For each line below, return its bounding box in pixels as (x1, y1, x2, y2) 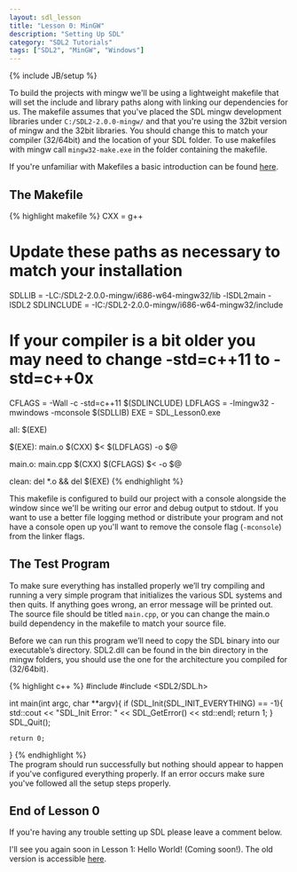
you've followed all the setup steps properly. (9, 778, 171, 789)
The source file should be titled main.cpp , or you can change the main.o (9, 608, 270, 619)
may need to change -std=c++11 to (9, 350, 270, 369)
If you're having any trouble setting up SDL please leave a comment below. (9, 827, 283, 837)
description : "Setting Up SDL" (9, 29, 125, 38)
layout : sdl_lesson (9, 12, 82, 22)
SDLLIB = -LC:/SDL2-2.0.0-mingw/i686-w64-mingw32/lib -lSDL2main (9, 289, 266, 300)
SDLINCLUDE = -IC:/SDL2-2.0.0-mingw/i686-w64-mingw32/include (32, 299, 284, 310)
